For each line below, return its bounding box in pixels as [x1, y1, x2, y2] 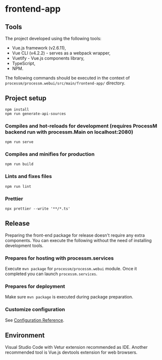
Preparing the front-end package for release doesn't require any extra [5, 232, 145, 238]
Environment [5, 331, 45, 340]
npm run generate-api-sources [5, 111, 66, 116]
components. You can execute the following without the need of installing [5, 237, 152, 243]
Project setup [5, 94, 47, 102]
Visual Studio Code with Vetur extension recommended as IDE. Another [5, 344, 148, 350]
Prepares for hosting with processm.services [5, 255, 114, 262]
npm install [5, 107, 29, 112]
